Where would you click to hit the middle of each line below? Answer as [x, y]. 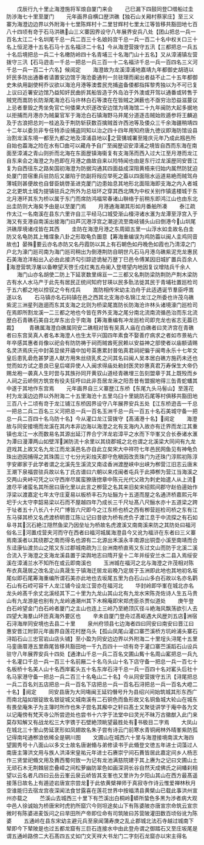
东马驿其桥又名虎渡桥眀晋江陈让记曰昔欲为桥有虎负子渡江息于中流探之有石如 [102, 517]
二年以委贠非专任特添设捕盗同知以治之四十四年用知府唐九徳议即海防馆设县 [104, 130]
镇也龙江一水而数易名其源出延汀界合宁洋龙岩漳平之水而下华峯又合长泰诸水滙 [102, 434]
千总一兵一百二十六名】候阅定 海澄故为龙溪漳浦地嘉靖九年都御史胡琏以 [100, 70]
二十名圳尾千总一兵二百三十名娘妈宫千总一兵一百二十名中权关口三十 [112, 39]
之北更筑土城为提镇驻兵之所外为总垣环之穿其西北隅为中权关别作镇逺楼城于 [99, 191]
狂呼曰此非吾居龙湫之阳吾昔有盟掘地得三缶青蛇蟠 [131, 381]
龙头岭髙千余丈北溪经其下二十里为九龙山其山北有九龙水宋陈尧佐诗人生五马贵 [102, 593]
